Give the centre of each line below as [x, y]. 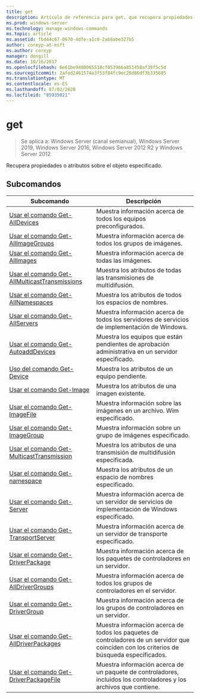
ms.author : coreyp [29, 51]
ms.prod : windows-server [37, 23]
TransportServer [32, 537]
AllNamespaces [31, 302]
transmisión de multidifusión [136, 452]
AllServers [24, 323]
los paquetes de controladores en [143, 558]
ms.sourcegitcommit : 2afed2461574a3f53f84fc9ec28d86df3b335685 [86, 73]
